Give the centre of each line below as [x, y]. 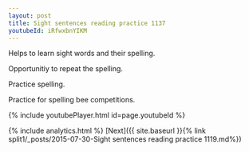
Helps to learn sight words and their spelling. [82, 54]
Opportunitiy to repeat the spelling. [66, 69]
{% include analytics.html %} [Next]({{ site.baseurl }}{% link [107, 131]
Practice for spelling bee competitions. [72, 100]
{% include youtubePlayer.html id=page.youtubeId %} [97, 115]
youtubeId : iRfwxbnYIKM [48, 30]
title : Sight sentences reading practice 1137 [87, 23]
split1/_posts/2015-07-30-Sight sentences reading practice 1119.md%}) [125, 139]
